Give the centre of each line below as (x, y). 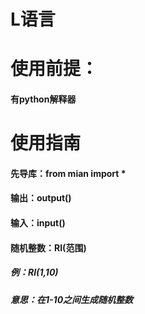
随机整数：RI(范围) (48, 247)
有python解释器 (43, 99)
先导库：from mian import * (68, 173)
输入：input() (38, 222)
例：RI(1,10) (34, 272)
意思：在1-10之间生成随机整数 (72, 299)
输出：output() (41, 198)
